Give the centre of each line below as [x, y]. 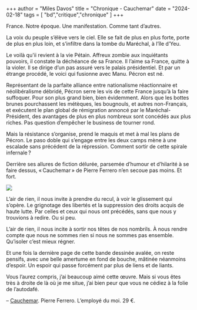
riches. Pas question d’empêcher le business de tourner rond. [81, 122]
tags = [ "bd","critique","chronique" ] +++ [74, 15]
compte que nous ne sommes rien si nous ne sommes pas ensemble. [90, 235]
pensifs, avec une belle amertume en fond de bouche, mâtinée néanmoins [96, 259]
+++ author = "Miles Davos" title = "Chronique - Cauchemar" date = [89, 9]
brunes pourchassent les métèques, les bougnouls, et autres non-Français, [97, 104]
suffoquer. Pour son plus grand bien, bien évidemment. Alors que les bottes [98, 97]
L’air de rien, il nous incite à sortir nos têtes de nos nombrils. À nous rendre [97, 229]
